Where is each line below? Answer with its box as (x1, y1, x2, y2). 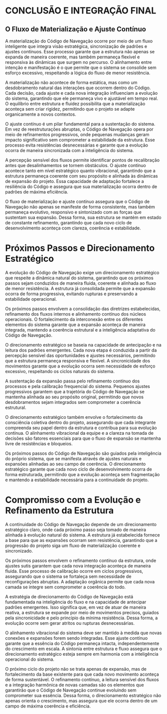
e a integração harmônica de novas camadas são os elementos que (5, 682, 144, 688)
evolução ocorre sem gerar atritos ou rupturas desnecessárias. (5, 620, 135, 626)
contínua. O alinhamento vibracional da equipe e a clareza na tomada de (5, 430, 154, 436)
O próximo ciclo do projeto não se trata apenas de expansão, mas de (5, 666, 147, 672)
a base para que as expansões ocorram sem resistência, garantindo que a (5, 537, 158, 543)
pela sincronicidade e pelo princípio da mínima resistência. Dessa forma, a (5, 615, 158, 621)
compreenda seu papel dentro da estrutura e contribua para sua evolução (5, 424, 157, 431)
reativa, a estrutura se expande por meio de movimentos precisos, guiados (5, 609, 159, 615)
